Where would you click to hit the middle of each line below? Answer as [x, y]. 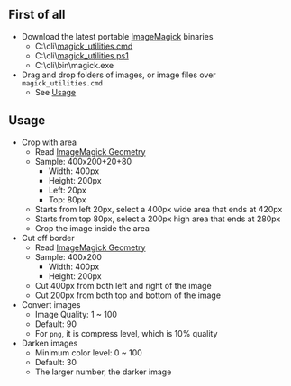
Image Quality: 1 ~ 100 [76, 314]
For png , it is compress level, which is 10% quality [126, 333]
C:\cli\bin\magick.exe [74, 65]
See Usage [55, 92]
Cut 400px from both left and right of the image [123, 285]
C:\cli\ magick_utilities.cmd [84, 46]
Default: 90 [56, 324]
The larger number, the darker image [103, 372]
